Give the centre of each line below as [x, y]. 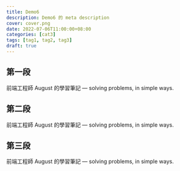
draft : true [21, 46]
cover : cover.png [28, 23]
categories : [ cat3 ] [31, 35]
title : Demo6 [23, 12]
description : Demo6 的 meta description [58, 18]
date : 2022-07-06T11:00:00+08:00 [49, 29]
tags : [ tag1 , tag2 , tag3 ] [39, 40]
